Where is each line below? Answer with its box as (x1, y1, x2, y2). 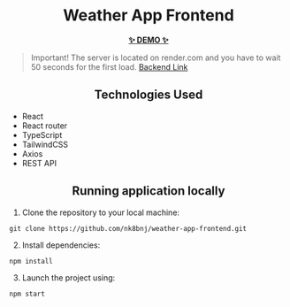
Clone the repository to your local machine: (21, 207, 179, 218)
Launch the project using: (21, 272, 116, 283)
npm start (9, 289, 46, 298)
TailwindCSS (21, 139, 69, 150)
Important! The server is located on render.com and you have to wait (30, 52, 281, 63)
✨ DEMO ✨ (127, 35, 170, 45)
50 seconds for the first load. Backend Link (30, 61, 188, 72)
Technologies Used (94, 88, 203, 103)
